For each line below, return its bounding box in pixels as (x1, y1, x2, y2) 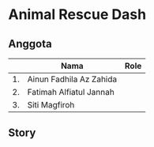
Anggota (8, 37, 53, 51)
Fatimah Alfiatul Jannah (27, 87, 115, 97)
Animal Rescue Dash (8, 6, 147, 24)
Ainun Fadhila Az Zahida (27, 73, 117, 85)
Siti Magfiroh (27, 100, 75, 110)
